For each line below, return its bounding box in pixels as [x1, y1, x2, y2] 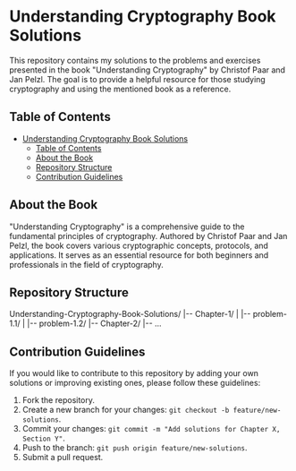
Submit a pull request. [21, 452, 104, 463]
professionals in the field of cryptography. [9, 259, 164, 270]
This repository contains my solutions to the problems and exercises [9, 55, 261, 65]
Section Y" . [21, 432, 65, 444]
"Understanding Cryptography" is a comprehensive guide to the [9, 221, 245, 232]
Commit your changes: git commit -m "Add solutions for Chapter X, [21, 424, 281, 434]
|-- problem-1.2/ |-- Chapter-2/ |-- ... [26, 318, 163, 329]
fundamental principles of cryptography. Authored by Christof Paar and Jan [9, 230, 288, 241]
